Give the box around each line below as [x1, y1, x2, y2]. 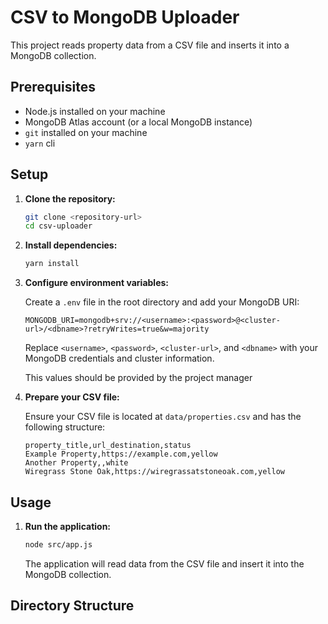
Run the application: [24, 521, 112, 532]
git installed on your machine [24, 126, 148, 138]
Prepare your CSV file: [24, 391, 120, 403]
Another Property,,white [24, 458, 129, 468]
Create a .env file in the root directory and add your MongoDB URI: [24, 296, 300, 308]
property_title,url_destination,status [24, 441, 192, 451]
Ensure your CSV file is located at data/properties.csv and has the [24, 411, 302, 423]
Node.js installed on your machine [24, 105, 166, 117]
